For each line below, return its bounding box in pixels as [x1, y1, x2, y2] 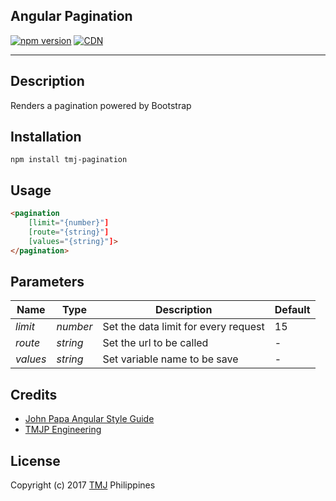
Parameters [10, 274, 85, 291]
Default [274, 303, 311, 317]
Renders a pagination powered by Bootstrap [10, 99, 192, 111]
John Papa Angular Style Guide [24, 413, 155, 425]
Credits [10, 386, 58, 403]
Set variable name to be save [102, 352, 239, 366]
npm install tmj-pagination [10, 155, 128, 165]
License [10, 452, 61, 469]
